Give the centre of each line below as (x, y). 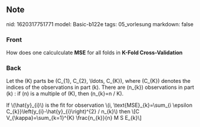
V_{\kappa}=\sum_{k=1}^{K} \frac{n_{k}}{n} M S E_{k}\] (74, 118)
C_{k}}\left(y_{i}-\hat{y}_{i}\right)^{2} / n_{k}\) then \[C (73, 111)
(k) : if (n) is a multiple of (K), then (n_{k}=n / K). (65, 94)
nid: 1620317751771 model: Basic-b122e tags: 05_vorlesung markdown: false (100, 24)
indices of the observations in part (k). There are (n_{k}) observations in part (100, 87)
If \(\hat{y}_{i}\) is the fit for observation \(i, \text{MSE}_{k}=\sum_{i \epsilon (99, 105)
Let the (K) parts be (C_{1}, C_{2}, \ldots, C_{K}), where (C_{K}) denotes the (99, 81)
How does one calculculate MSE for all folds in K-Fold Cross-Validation (95, 52)
